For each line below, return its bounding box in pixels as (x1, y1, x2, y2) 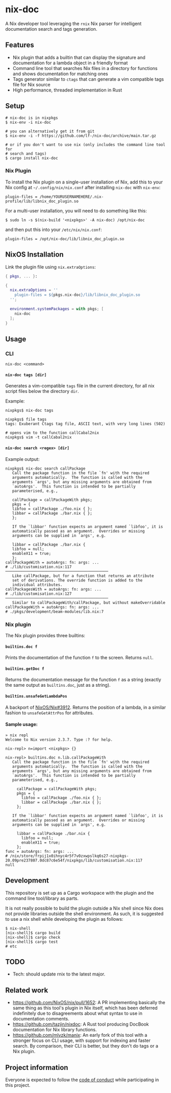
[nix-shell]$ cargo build (5, 930, 60, 936)
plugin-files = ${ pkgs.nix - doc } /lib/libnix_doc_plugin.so (14, 292, 140, 297)
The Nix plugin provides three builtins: (5, 632, 86, 638)
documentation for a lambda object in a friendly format (12, 60, 128, 66)
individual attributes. (12, 582, 63, 587)
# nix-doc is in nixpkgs (5, 115, 58, 121)
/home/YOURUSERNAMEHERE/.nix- (39, 194, 104, 199)
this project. (5, 1082, 31, 1088)
